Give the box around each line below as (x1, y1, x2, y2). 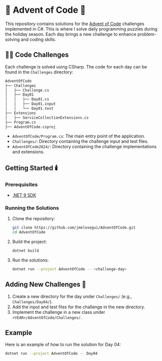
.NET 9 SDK (12, 192, 36, 198)
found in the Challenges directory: (5, 69, 74, 75)
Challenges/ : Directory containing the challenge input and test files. (12, 138, 149, 144)
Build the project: (12, 239, 47, 245)
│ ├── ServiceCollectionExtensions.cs (5, 115, 89, 120)
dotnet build (12, 248, 39, 253)
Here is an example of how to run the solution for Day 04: (5, 342, 121, 348)
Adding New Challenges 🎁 (5, 280, 86, 289)
